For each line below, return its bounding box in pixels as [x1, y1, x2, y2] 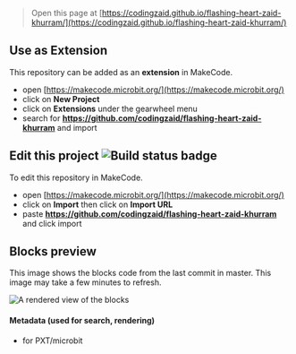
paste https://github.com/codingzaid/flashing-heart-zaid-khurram [21, 208, 277, 219]
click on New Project [21, 93, 100, 104]
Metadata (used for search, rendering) [9, 315, 155, 326]
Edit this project [9, 148, 99, 164]
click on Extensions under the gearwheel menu [21, 103, 199, 114]
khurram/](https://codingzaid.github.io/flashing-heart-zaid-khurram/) [30, 17, 287, 28]
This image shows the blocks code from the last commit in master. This [9, 268, 272, 279]
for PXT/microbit [21, 335, 83, 346]
